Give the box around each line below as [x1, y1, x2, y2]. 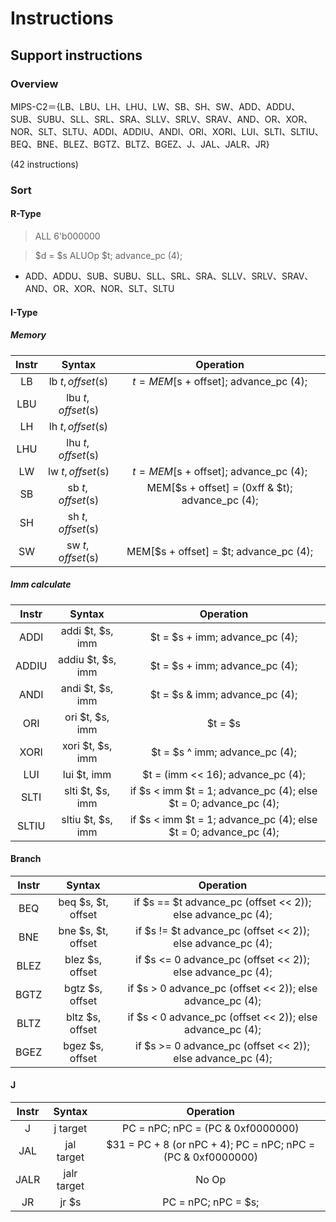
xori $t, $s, [61, 738, 113, 752]
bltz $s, [65, 1010, 102, 1024]
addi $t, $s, [60, 623, 114, 637]
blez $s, [64, 952, 103, 966]
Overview [10, 77, 59, 91]
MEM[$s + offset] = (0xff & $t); [146, 480, 293, 494]
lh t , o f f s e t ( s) [48, 419, 109, 433]
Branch [10, 853, 42, 865]
